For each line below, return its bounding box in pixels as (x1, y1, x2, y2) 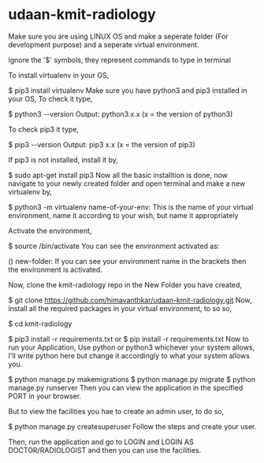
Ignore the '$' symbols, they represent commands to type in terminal (8, 55, 231, 65)
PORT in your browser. (8, 391, 81, 401)
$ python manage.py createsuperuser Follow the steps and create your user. (8, 421, 257, 431)
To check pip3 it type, (8, 124, 79, 134)
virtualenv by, (8, 187, 53, 196)
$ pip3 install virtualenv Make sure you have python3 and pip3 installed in (8, 85, 247, 95)
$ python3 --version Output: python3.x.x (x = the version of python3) (8, 109, 233, 119)
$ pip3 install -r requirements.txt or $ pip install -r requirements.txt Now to (8, 334, 250, 343)
